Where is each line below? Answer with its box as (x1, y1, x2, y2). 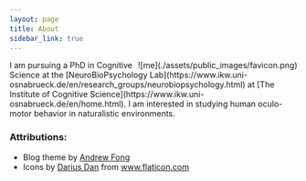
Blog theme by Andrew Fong (22, 151, 131, 163)
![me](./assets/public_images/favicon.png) (137, 60, 298, 71)
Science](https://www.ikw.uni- (90, 89, 205, 100)
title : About (9, 24, 59, 34)
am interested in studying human (132, 98, 257, 109)
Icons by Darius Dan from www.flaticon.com (22, 161, 190, 172)
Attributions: (9, 131, 68, 144)
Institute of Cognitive (9, 89, 89, 100)
